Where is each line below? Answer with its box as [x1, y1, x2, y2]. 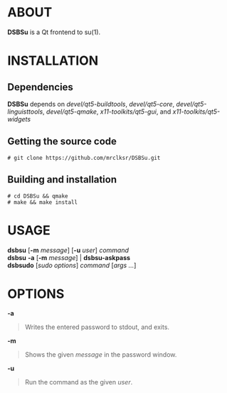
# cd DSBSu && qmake [7, 193, 69, 200]
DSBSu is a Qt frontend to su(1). [7, 28, 101, 36]
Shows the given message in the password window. [24, 350, 177, 359]
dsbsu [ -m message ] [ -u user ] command [7, 246, 130, 254]
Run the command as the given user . [24, 378, 133, 387]
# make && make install [7, 198, 78, 206]
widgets [7, 114, 31, 123]
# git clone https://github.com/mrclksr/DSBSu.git [7, 154, 161, 161]
